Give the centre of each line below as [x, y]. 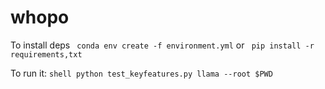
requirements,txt [46, 54]
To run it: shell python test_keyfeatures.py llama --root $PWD [141, 73]
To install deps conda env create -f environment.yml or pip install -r [162, 45]
